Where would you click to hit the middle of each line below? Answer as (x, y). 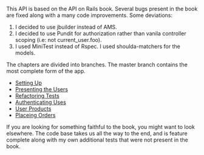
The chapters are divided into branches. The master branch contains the (97, 64)
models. (25, 53)
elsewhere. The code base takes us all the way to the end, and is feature (97, 133)
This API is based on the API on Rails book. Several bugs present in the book (102, 9)
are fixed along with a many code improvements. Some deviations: (90, 15)
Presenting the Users (42, 89)
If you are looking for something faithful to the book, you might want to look (101, 127)
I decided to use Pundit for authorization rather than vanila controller (100, 33)
